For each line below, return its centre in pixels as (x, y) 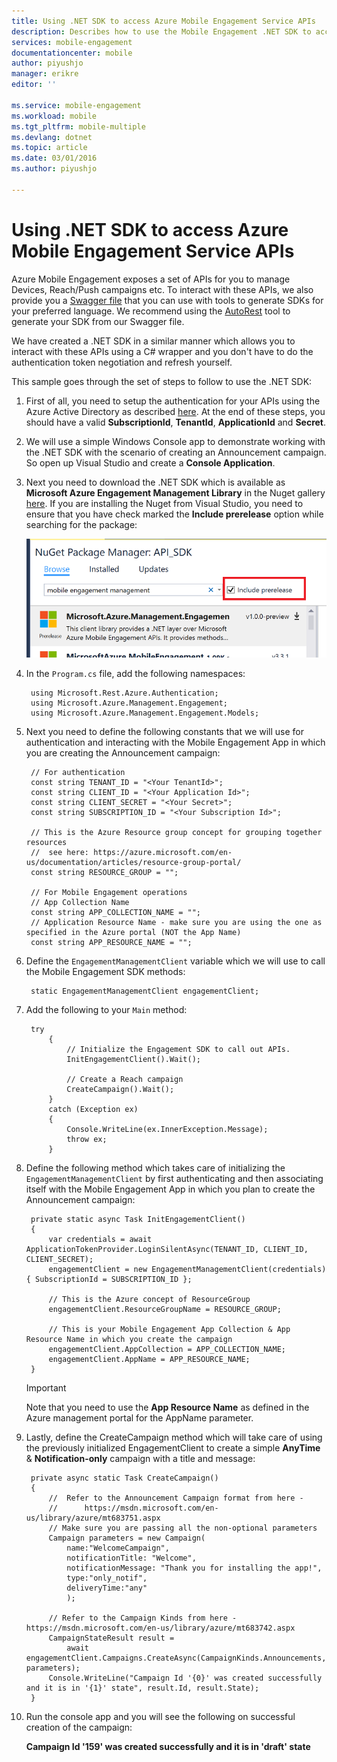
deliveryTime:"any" (107, 1588)
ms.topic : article (49, 148)
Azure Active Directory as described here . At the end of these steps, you (175, 411)
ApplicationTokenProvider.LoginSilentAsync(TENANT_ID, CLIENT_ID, (167, 1250)
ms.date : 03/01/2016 (54, 158)
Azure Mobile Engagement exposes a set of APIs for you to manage (151, 279)
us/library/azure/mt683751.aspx (93, 1518)
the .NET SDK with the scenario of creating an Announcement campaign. (176, 452)
